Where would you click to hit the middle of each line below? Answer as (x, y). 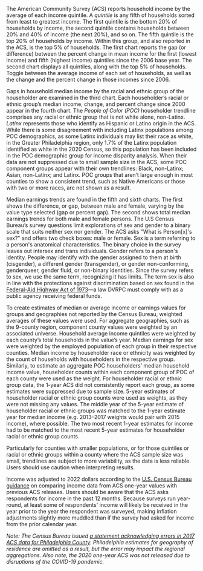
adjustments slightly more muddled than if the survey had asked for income (100, 518)
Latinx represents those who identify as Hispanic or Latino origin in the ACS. (101, 123)
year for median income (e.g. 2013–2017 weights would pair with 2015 (93, 417)
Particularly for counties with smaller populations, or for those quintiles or (98, 448)
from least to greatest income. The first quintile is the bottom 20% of (92, 21)
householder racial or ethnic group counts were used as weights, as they (97, 398)
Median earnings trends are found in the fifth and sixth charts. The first (95, 200)
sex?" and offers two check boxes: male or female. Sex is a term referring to (101, 238)
